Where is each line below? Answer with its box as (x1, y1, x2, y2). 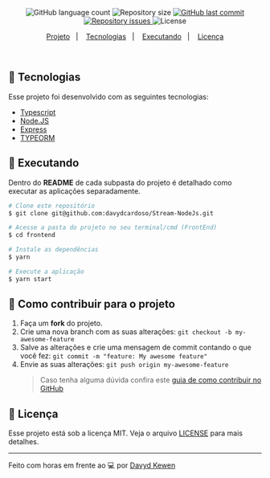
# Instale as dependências (8, 246, 99, 254)
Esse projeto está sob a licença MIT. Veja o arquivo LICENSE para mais (8, 428, 243, 438)
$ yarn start (8, 275, 52, 283)
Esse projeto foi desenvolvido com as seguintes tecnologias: (8, 92, 209, 101)
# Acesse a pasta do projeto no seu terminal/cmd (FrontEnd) (8, 223, 218, 232)
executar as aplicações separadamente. (8, 186, 141, 196)
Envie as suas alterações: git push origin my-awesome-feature (19, 360, 229, 370)
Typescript (19, 107, 56, 116)
